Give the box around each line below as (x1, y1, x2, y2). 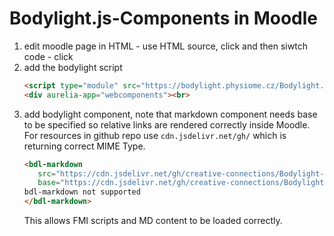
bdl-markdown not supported (23, 187, 141, 197)
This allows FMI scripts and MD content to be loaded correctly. (23, 215, 283, 227)
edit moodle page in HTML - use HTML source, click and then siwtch (23, 40, 308, 52)
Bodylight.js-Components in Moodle (9, 7, 318, 30)
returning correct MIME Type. (23, 140, 146, 152)
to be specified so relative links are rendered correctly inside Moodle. (23, 118, 311, 131)
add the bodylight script (23, 61, 123, 73)
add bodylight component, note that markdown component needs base (23, 108, 318, 120)
